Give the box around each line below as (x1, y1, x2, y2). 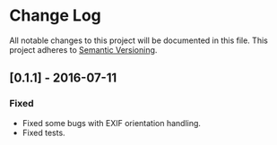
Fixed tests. (22, 127, 65, 138)
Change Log (9, 5, 101, 26)
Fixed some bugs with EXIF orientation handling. (22, 117, 202, 128)
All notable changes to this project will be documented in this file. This (9, 35, 269, 46)
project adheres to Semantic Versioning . (9, 44, 158, 55)
